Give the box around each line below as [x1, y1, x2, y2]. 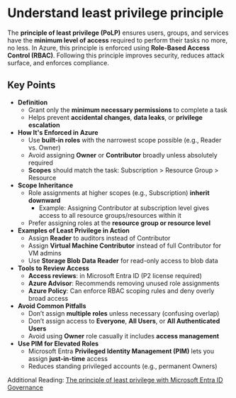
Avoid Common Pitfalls [17, 302, 86, 310]
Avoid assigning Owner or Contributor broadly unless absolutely [28, 150, 218, 159]
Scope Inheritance [17, 181, 74, 189]
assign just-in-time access [28, 354, 108, 363]
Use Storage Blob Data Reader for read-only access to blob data [28, 256, 218, 265]
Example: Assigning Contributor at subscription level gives [38, 204, 210, 212]
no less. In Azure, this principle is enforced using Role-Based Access [7, 43, 210, 52]
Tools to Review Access [17, 264, 90, 272]
